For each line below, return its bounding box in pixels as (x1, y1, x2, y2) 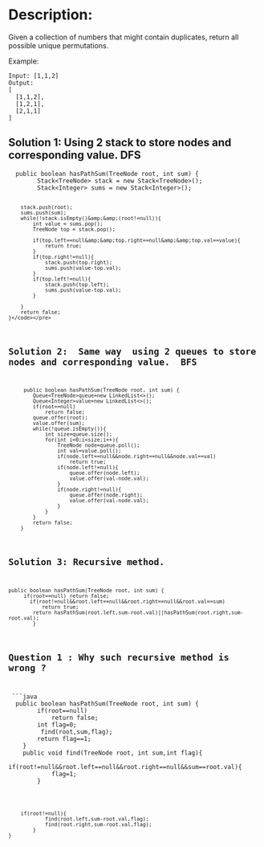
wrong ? (8, 661, 47, 673)
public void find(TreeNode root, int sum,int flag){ (22, 749, 203, 757)
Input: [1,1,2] (8, 72, 59, 80)
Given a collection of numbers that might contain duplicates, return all (8, 32, 239, 42)
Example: (8, 56, 39, 66)
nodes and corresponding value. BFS (8, 356, 197, 367)
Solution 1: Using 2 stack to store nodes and (8, 136, 232, 149)
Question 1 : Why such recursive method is (8, 651, 230, 663)
